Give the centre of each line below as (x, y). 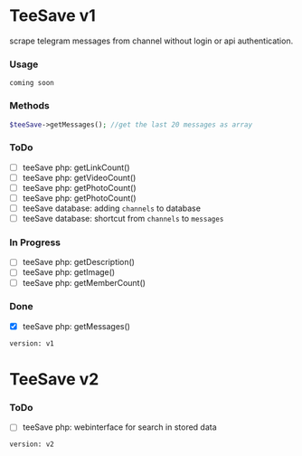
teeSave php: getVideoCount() (79, 177)
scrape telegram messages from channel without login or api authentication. (151, 41)
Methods (29, 106)
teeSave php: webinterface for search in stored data (119, 427)
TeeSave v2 (54, 380)
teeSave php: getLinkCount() (76, 167)
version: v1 (32, 343)
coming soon (32, 83)
